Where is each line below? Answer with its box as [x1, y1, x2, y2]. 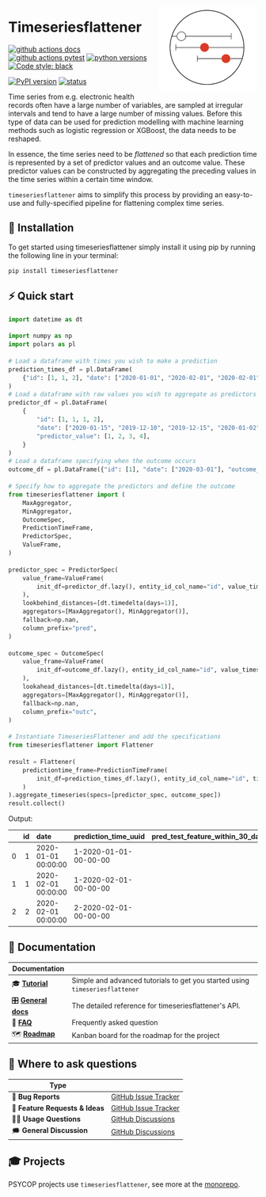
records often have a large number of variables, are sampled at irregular [8, 100, 243, 109]
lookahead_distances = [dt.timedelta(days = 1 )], [22, 683, 176, 691]
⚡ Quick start [8, 290, 74, 303]
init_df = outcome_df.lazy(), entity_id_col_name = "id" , [36, 666, 218, 674]
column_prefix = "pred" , [22, 624, 97, 632]
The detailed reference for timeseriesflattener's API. [71, 1001, 241, 1010]
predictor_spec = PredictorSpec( [8, 565, 119, 574]
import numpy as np [8, 332, 73, 340]
